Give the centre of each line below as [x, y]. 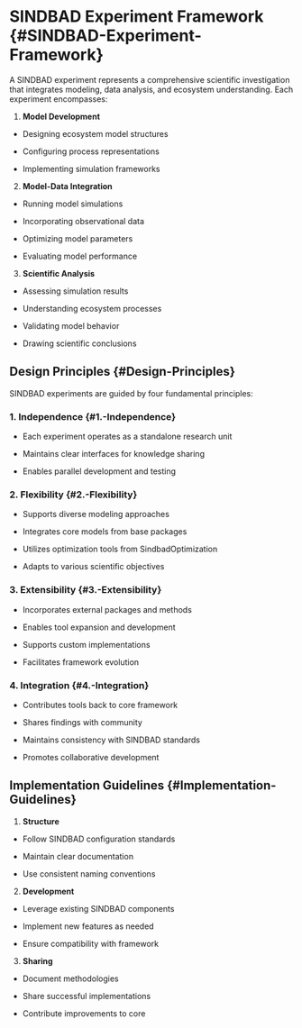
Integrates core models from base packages [105, 532]
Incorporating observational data [83, 221]
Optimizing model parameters [78, 238]
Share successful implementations [87, 996]
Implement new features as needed [88, 926]
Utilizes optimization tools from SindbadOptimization [120, 549]
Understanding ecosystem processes [92, 308]
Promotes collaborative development [91, 757]
